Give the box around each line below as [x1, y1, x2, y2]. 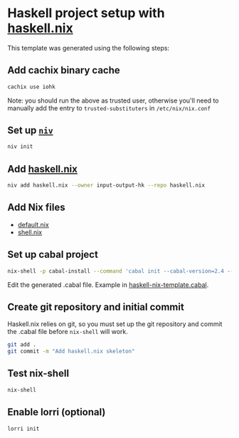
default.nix [17, 220, 50, 229]
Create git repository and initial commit [7, 301, 185, 313]
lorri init [7, 425, 40, 432]
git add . [7, 341, 37, 348]
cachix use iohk [7, 83, 55, 90]
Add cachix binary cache [7, 64, 121, 76]
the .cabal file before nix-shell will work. [7, 328, 128, 336]
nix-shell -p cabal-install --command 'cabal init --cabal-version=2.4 [7, 267, 224, 275]
